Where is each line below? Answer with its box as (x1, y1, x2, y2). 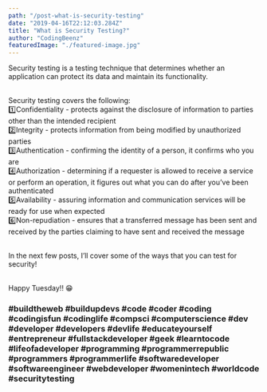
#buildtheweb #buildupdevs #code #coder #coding (8, 303, 212, 315)
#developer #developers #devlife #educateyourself (8, 323, 213, 335)
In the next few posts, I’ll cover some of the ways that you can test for (8, 251, 238, 260)
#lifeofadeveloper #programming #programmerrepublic (8, 343, 230, 354)
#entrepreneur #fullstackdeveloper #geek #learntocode (8, 333, 230, 344)
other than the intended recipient (8, 117, 116, 126)
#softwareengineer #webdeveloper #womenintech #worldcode (8, 363, 260, 374)
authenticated (8, 186, 54, 196)
